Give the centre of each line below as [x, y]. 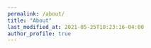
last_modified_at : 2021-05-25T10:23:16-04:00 [75, 27]
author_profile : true [39, 34]
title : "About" [30, 20]
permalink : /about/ [36, 14]
